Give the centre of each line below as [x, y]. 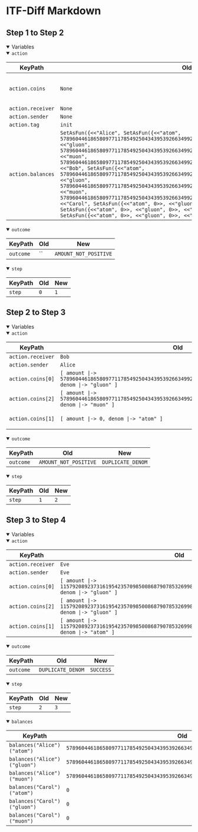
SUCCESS [101, 670]
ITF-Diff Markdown [54, 11]
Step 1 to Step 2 [35, 33]
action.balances [32, 174]
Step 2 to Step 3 [36, 312]
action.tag [24, 125]
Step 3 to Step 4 [36, 520]
